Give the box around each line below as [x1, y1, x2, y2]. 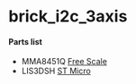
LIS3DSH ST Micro [21, 65, 91, 77]
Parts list [8, 36, 42, 46]
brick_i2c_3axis [8, 6, 128, 27]
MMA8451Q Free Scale [21, 56, 107, 67]
